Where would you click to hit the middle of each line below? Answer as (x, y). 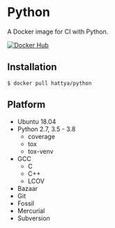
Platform (26, 105)
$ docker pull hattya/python (49, 83)
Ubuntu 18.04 (37, 121)
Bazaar (28, 188)
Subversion (33, 218)
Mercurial (31, 211)
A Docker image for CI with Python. (58, 31)
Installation (32, 67)
